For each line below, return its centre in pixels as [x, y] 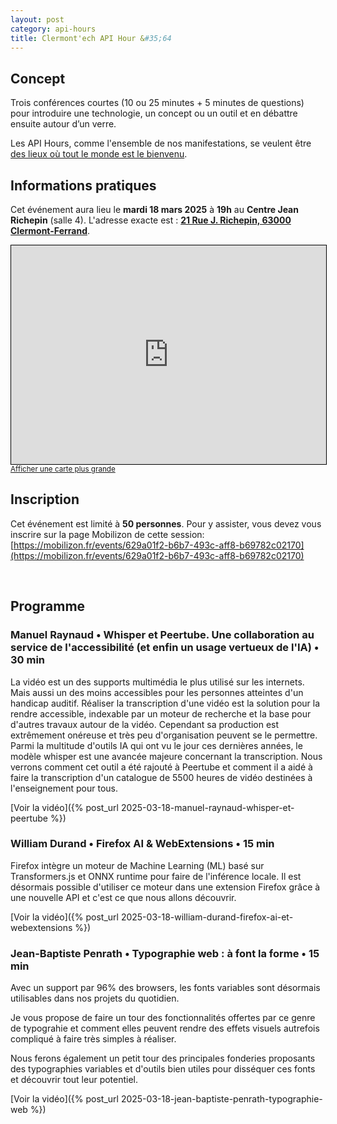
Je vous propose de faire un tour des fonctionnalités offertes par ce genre [163, 1018]
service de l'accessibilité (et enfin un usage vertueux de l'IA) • [165, 648]
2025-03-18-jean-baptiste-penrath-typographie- [221, 1099]
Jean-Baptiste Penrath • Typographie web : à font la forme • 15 [165, 953]
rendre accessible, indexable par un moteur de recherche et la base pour [161, 713]
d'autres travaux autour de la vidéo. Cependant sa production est [145, 724]
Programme [48, 606]
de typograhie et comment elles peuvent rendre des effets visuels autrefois [165, 1028]
